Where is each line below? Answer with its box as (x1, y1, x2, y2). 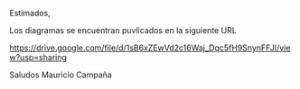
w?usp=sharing (9, 52, 68, 62)
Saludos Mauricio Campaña (9, 69, 113, 80)
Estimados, (9, 8, 52, 18)
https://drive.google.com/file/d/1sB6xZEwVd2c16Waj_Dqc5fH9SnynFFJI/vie (9, 42, 291, 53)
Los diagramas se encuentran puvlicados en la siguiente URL (9, 25, 237, 35)
